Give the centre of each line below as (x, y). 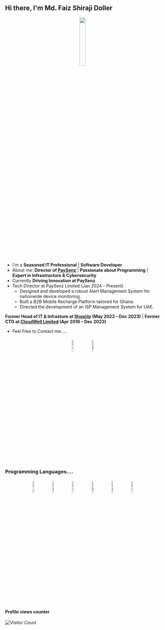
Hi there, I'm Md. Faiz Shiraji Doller (59, 8)
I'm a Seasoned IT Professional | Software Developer (67, 265)
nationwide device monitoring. (50, 296)
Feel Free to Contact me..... (40, 331)
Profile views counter (27, 612)
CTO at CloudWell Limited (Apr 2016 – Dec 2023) (56, 321)
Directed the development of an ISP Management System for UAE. (86, 307)
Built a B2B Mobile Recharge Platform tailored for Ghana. (77, 301)
